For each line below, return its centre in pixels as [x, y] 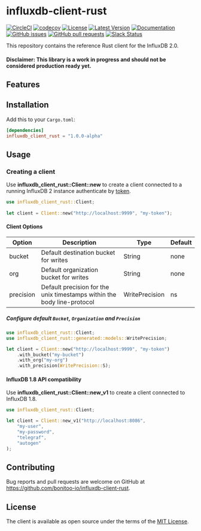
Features [23, 84]
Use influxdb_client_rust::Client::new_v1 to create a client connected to [96, 393]
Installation [28, 105]
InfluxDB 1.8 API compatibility [44, 379]
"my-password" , [36, 432]
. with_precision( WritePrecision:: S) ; [64, 366]
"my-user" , [31, 427]
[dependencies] [25, 130]
